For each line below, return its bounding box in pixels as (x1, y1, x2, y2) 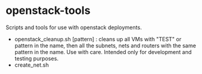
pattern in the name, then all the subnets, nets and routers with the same (14, 42, 197, 49)
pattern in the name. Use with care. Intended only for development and (14, 48, 192, 55)
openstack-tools (5, 4, 91, 18)
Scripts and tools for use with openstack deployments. (5, 24, 142, 31)
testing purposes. (14, 55, 59, 62)
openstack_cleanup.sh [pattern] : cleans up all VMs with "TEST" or (14, 35, 181, 42)
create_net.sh (14, 61, 49, 69)
